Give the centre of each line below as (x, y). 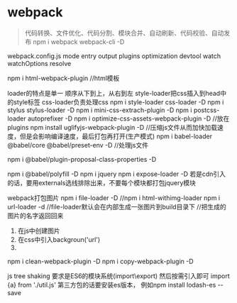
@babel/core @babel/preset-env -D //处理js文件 (78, 145)
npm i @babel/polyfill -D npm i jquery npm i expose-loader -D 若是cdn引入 (116, 174)
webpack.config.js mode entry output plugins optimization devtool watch (114, 56)
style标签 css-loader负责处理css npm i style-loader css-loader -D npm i (118, 102)
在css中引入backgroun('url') (59, 239)
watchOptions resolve (39, 63)
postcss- (206, 110)
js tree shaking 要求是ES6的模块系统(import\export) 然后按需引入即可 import (118, 276)
